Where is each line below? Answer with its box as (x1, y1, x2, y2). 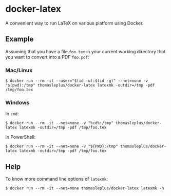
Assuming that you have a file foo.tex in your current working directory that (5, 48, 166, 54)
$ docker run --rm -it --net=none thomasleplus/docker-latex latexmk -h (5, 186, 164, 191)
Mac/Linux (5, 67, 33, 74)
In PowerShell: (5, 134, 36, 140)
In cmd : (5, 111, 19, 117)
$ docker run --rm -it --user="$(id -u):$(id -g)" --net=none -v (5, 78, 148, 83)
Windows (5, 99, 30, 106)
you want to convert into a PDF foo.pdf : (5, 54, 89, 60)
